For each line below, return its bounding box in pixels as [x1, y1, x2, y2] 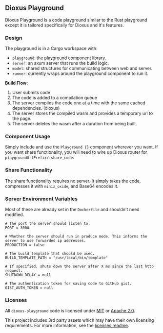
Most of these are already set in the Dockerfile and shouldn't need [5, 207, 140, 212]
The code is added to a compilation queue [12, 95, 98, 101]
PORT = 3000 [5, 225, 29, 230]
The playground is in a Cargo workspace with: [5, 46, 98, 51]
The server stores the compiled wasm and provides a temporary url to [12, 110, 153, 117]
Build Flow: [5, 80, 28, 86]
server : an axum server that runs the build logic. [12, 60, 109, 66]
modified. [5, 212, 24, 217]
